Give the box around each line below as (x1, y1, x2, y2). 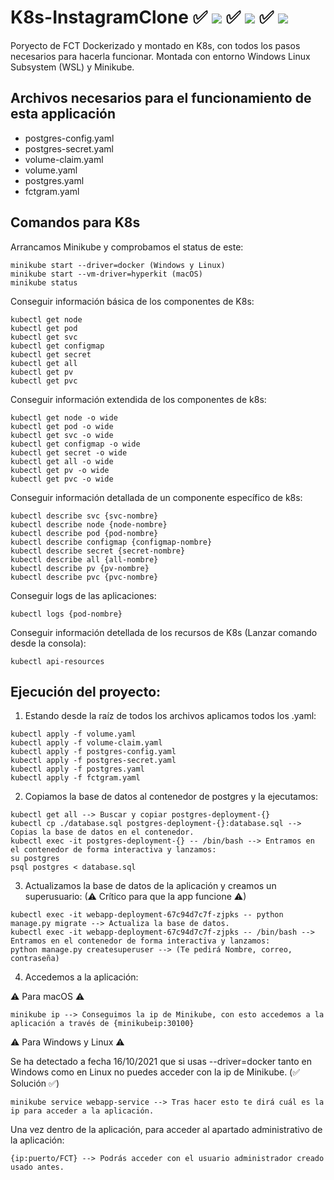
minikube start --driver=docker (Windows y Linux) (10, 260, 226, 270)
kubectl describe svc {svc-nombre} (10, 511, 159, 521)
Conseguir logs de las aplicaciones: (10, 589, 157, 601)
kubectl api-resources (10, 656, 105, 666)
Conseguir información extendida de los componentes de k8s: (10, 393, 267, 405)
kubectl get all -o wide (10, 456, 114, 466)
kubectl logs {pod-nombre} (10, 609, 123, 619)
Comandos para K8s (10, 214, 141, 231)
